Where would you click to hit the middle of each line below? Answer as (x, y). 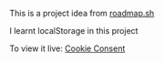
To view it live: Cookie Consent (67, 48)
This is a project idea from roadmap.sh (82, 13)
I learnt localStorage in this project (74, 31)
